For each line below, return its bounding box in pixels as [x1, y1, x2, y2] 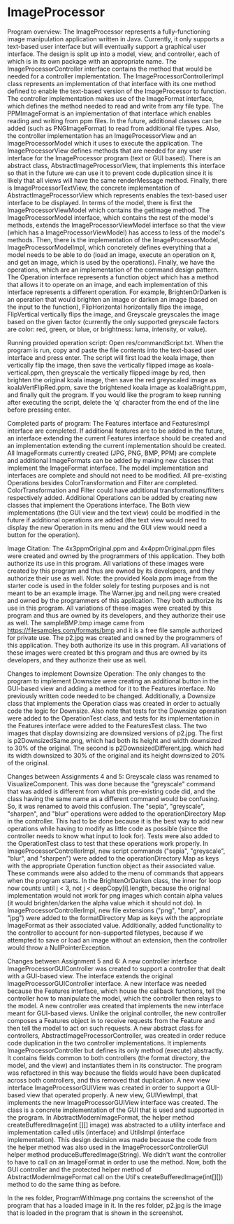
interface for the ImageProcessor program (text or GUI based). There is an [7, 153, 221, 162]
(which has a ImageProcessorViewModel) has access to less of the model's [7, 228, 226, 237]
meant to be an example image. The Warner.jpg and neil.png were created [7, 589, 221, 597]
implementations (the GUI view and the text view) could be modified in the [7, 508, 221, 517]
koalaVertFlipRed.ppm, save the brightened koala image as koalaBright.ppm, [7, 383, 227, 391]
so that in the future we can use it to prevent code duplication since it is [7, 169, 213, 177]
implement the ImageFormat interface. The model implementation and [7, 464, 208, 472]
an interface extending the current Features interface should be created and [7, 433, 226, 442]
